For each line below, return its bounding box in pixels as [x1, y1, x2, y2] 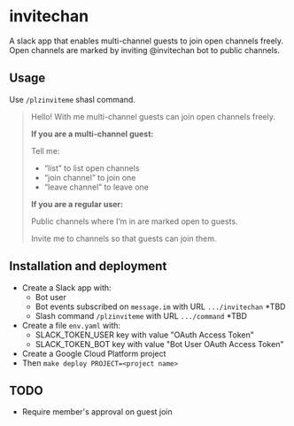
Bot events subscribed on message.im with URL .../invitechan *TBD [35, 301, 286, 312]
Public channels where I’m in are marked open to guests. [30, 215, 238, 227]
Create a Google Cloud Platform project [21, 348, 166, 359]
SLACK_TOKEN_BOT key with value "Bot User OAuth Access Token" [35, 338, 284, 349]
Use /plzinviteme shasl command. [9, 94, 135, 105]
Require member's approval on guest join [21, 407, 173, 417]
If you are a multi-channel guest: [30, 128, 154, 139]
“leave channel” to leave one [43, 182, 149, 192]
